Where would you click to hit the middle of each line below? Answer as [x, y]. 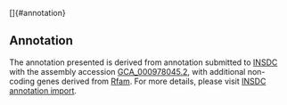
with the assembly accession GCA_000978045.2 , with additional [127, 71]
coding [22, 81]
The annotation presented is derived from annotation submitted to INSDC [143, 62]
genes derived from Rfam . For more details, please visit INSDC [152, 81]
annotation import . [43, 90]
